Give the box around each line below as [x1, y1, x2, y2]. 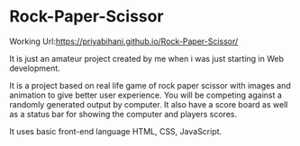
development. [9, 63, 60, 73]
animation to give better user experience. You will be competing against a [9, 90, 282, 100]
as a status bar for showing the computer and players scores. [9, 108, 237, 119]
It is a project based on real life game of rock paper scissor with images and [9, 80, 291, 90]
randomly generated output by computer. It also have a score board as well [9, 99, 288, 109]
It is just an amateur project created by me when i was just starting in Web [9, 53, 285, 64]
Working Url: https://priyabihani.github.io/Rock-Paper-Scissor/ [9, 36, 239, 47]
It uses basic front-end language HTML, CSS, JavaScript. [9, 125, 223, 136]
